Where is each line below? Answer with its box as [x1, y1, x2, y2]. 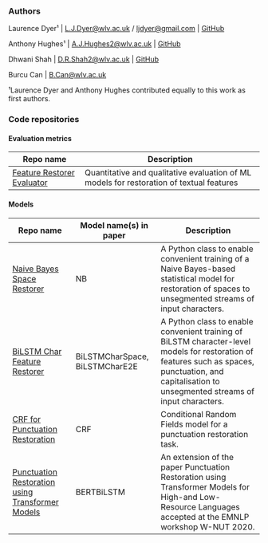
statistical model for [160, 273, 235, 284]
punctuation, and [160, 365, 225, 376]
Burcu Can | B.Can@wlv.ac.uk [8, 70, 107, 80]
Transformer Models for [160, 481, 250, 492]
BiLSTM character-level [160, 336, 251, 347]
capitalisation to [160, 376, 221, 387]
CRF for [12, 413, 41, 424]
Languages [198, 501, 241, 512]
